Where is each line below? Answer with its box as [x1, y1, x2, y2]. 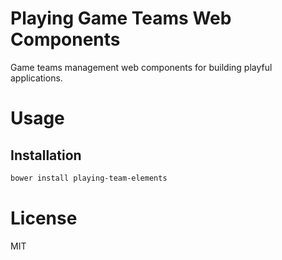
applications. [10, 72, 63, 84]
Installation [10, 147, 82, 164]
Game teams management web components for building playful [10, 61, 273, 73]
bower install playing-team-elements [10, 173, 168, 183]
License [10, 207, 78, 229]
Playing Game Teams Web [10, 7, 232, 30]
